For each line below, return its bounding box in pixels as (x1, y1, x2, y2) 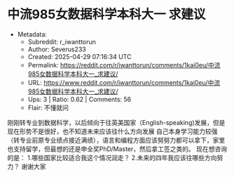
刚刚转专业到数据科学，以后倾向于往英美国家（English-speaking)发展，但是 (7, 118, 226, 126)
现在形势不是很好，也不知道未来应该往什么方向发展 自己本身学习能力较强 (7, 127, 218, 136)
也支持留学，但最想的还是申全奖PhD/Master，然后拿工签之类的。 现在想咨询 (7, 145, 228, 153)
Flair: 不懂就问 (27, 103, 69, 112)
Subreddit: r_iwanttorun (27, 37, 97, 46)
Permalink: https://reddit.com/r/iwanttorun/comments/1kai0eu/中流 (27, 60, 221, 69)
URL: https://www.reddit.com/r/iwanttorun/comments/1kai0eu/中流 (27, 78, 221, 86)
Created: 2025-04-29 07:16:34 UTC (27, 52, 132, 60)
